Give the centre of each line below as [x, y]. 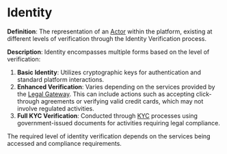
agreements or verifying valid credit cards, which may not [122, 101]
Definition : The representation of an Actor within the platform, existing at [110, 31]
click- [204, 94]
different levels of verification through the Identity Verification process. [107, 38]
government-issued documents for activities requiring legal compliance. [118, 123]
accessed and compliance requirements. [64, 143]
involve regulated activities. [55, 108]
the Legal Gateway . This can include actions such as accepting [106, 94]
